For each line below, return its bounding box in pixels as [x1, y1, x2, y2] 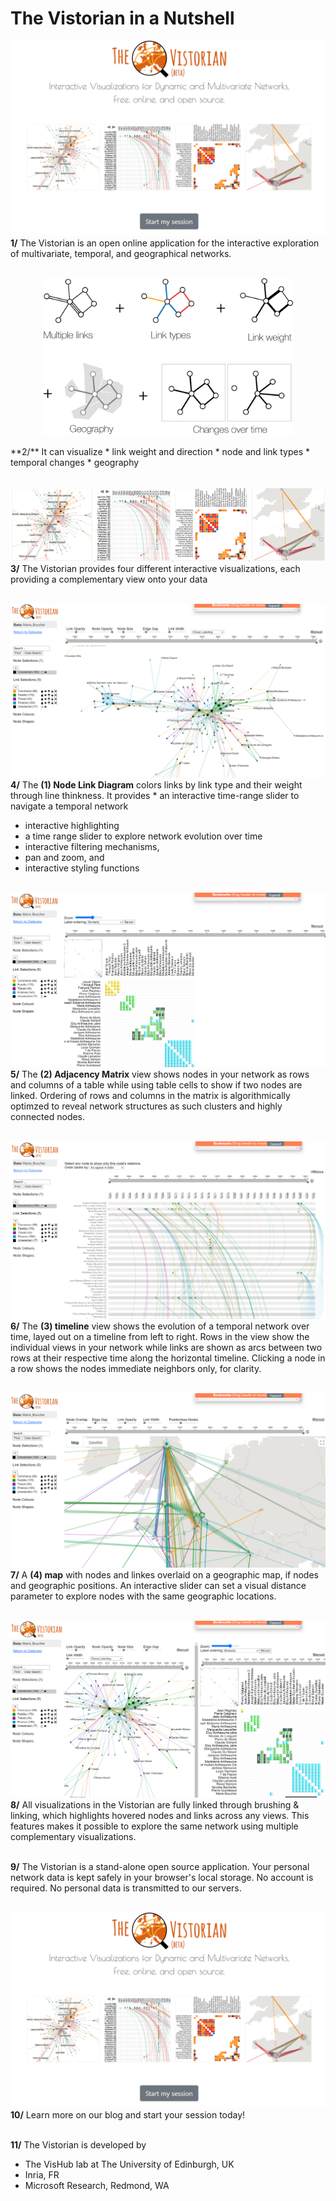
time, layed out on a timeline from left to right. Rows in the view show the [10, 1330, 310, 1342]
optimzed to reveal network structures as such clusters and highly [10, 1100, 283, 1112]
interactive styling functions [24, 862, 140, 874]
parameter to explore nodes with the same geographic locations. [10, 1590, 277, 1602]
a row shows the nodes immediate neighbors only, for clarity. [10, 1362, 262, 1374]
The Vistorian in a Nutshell [10, 7, 235, 30]
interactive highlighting [24, 819, 120, 831]
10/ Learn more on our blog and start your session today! [10, 2109, 246, 2121]
